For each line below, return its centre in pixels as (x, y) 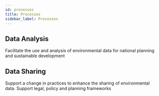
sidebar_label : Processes (32, 19)
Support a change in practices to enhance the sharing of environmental (78, 83)
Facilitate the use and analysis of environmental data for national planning (80, 51)
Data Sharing (26, 71)
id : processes (20, 10)
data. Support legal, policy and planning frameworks (58, 88)
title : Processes (23, 14)
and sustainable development (35, 56)
